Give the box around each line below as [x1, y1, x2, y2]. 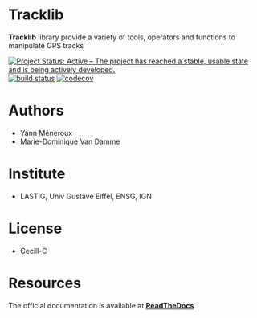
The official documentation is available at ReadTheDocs [8, 300, 194, 310]
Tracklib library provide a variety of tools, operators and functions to [8, 32, 235, 42]
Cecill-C [19, 246, 48, 255]
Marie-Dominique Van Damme [19, 137, 120, 146]
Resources [8, 274, 82, 292]
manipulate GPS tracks [8, 40, 84, 50]
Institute [8, 165, 66, 183]
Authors [8, 102, 64, 120]
